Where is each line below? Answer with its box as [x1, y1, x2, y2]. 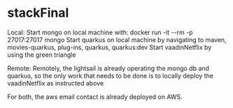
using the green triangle [7, 50, 76, 59]
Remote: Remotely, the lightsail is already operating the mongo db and [7, 64, 210, 72]
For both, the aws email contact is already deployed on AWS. [7, 93, 183, 101]
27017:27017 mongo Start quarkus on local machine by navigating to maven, [7, 35, 227, 43]
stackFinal [7, 5, 69, 21]
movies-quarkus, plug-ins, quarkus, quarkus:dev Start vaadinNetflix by [7, 43, 212, 51]
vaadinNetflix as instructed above [7, 79, 104, 87]
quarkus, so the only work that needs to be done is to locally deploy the [7, 72, 213, 80]
